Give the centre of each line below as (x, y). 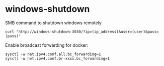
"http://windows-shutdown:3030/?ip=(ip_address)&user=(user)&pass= (87, 32)
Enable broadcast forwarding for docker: (47, 45)
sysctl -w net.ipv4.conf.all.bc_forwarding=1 (53, 54)
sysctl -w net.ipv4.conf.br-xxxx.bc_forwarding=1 (58, 58)
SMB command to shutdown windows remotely (53, 23)
